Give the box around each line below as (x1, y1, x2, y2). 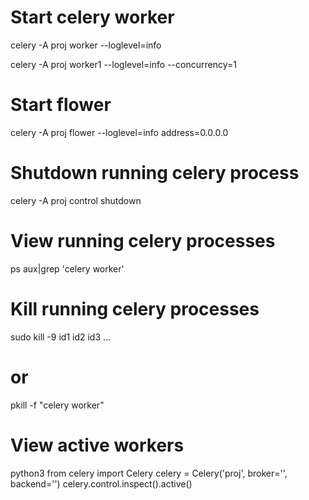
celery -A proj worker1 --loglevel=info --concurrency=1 (10, 58, 237, 70)
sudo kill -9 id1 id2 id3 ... (10, 331, 112, 343)
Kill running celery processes (10, 297, 260, 320)
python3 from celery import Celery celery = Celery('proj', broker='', (10, 467, 288, 479)
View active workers (10, 434, 185, 456)
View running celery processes (10, 230, 276, 252)
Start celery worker (10, 6, 175, 29)
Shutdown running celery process (10, 162, 300, 185)
